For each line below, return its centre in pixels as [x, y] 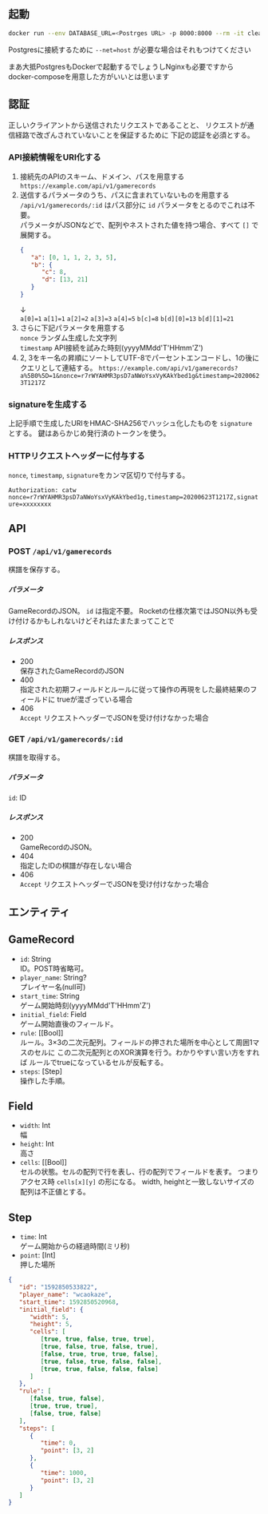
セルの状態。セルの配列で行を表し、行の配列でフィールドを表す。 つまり [139, 1172]
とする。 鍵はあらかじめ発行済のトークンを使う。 [89, 433]
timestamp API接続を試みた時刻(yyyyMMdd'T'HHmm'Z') [111, 348]
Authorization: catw [43, 490]
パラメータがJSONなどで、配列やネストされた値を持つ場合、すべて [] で [139, 225]
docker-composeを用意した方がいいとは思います [89, 76]
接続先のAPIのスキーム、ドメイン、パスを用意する [102, 176]
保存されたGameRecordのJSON [72, 671]
